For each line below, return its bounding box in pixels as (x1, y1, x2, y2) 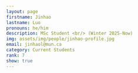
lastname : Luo (6, 19, 41, 25)
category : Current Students (6, 47, 75, 53)
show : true (6, 58, 33, 64)
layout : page (6, 8, 38, 15)
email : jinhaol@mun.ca (6, 42, 62, 48)
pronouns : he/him (6, 25, 49, 31)
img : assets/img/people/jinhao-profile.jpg (6, 36, 115, 42)
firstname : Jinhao (6, 14, 51, 20)
